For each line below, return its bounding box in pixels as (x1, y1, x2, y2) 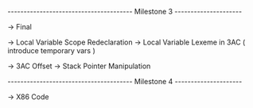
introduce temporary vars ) (7, 46, 96, 55)
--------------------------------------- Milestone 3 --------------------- (7, 7, 243, 16)
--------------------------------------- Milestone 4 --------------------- (7, 77, 243, 86)
